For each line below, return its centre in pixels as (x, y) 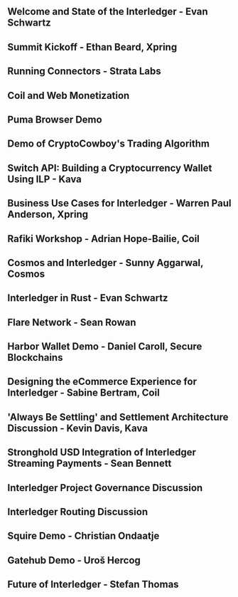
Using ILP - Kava (44, 179)
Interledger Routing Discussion (77, 512)
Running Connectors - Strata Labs (84, 72)
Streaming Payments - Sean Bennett (90, 464)
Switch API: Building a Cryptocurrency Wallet (110, 168)
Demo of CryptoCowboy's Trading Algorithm (108, 144)
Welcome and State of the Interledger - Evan (108, 12)
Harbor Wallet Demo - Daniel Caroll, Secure (105, 347)
